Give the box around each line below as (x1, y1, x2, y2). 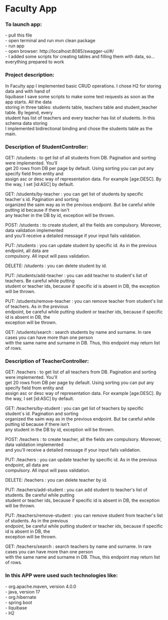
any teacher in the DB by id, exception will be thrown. (5, 213, 115, 219)
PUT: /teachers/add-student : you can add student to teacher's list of (5, 487, 147, 493)
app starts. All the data (5, 99, 52, 105)
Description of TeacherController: (5, 358, 89, 364)
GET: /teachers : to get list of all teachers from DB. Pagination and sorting (5, 369, 156, 375)
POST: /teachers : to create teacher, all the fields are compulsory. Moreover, (5, 437, 162, 443)
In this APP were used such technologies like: (5, 572, 118, 579)
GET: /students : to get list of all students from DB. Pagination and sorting (5, 155, 156, 161)
